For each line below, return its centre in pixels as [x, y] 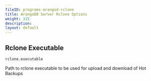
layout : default [22, 28]
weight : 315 [17, 19]
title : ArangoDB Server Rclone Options [46, 14]
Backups [14, 73]
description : [19, 23]
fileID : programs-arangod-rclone [40, 10]
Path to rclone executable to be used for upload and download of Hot [76, 68]
